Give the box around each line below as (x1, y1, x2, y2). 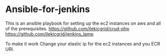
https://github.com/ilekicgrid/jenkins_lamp (5, 31, 94, 37)
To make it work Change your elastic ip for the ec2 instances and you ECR (5, 40, 160, 46)
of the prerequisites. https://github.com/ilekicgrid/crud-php (5, 25, 129, 31)
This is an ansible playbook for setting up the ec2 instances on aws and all (5, 20, 161, 26)
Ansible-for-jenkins (5, 4, 90, 15)
